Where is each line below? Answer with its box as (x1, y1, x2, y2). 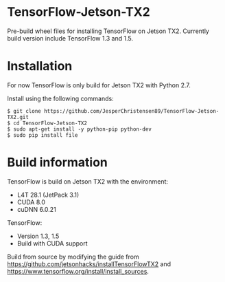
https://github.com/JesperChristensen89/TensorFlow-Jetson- (43, 107, 220, 114)
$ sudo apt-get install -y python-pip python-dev (7, 125, 152, 133)
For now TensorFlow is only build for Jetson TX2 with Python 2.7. (7, 80, 191, 89)
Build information (7, 155, 108, 171)
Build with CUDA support (16, 239, 88, 248)
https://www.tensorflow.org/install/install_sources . (7, 267, 150, 275)
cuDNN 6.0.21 (16, 205, 56, 213)
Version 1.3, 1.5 (16, 232, 60, 240)
